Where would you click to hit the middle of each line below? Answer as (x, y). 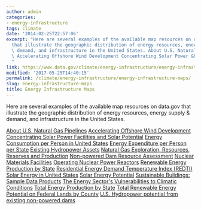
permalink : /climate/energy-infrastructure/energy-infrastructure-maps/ (99, 78)
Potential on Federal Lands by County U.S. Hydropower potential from (92, 194)
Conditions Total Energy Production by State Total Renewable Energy (91, 187)
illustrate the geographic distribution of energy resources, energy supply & (98, 112)
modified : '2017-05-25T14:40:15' (48, 73)
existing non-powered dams (41, 200)
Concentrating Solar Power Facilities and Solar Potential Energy (84, 137)
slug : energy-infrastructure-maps (49, 84)
